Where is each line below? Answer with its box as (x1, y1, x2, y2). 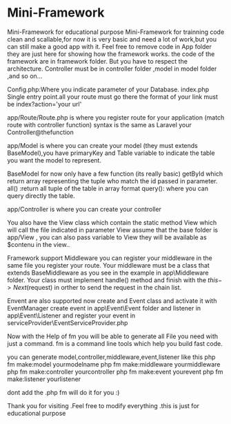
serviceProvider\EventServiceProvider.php (7, 318, 128, 326)
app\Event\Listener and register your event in (7, 311, 136, 320)
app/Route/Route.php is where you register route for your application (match (7, 113, 225, 122)
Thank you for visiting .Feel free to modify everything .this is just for (7, 401, 200, 409)
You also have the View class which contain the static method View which (7, 218, 217, 226)
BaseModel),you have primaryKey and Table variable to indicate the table (7, 149, 215, 157)
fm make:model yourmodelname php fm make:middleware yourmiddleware (7, 360, 221, 368)
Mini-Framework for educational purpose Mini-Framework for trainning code (7, 28, 225, 36)
